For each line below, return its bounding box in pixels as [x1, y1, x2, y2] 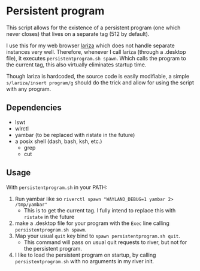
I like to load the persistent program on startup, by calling [14, 251, 156, 258]
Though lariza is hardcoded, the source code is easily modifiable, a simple [6, 72, 190, 80]
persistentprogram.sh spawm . [14, 226, 87, 233]
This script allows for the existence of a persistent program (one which [6, 24, 181, 31]
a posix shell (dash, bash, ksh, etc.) [14, 138, 102, 145]
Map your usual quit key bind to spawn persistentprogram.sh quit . [14, 232, 181, 239]
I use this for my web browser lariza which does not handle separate [6, 42, 175, 49]
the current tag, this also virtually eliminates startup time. [6, 61, 147, 68]
